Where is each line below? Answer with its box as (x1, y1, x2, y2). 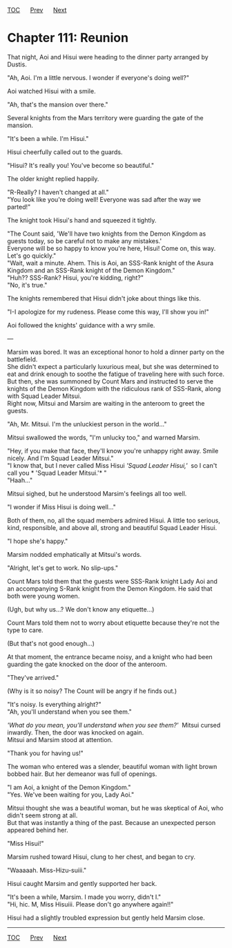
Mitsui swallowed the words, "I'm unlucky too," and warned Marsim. (7, 433, 200, 442)
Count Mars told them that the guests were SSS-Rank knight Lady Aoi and (7, 577, 217, 585)
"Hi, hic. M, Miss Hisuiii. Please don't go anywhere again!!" (7, 900, 174, 908)
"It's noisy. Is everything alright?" (7, 700, 101, 708)
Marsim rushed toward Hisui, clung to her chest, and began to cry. (7, 853, 195, 861)
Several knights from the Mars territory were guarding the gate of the (7, 113, 204, 122)
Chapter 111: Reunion (7, 30, 129, 46)
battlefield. (7, 355, 38, 363)
